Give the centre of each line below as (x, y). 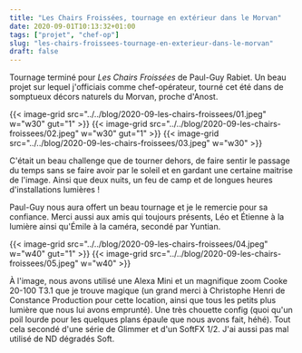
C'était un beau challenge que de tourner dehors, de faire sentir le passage (150, 161)
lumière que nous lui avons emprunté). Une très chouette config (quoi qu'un (151, 310)
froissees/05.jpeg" (44, 263)
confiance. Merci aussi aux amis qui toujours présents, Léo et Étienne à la (147, 217)
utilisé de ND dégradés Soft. (62, 339)
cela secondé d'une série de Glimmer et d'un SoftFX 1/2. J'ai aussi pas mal (149, 329)
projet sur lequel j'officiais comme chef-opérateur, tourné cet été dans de (146, 87)
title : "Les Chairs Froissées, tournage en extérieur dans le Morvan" (146, 18)
